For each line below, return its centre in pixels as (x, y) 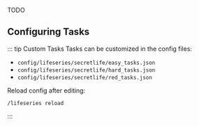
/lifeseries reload (36, 103)
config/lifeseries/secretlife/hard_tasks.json (86, 70)
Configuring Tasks (49, 32)
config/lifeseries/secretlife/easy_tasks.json (86, 63)
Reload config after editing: (46, 90)
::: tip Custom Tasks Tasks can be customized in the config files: (100, 49)
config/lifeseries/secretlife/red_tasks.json (84, 77)
